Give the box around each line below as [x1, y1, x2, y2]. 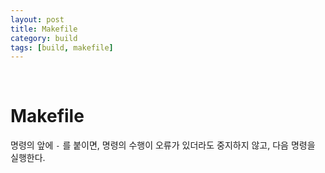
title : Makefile [10, 24, 78, 34]
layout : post [10, 14, 65, 25]
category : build [10, 33, 78, 43]
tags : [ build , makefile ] [10, 42, 114, 53]
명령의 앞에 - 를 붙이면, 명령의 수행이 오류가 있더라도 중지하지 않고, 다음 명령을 [10, 139, 316, 151]
